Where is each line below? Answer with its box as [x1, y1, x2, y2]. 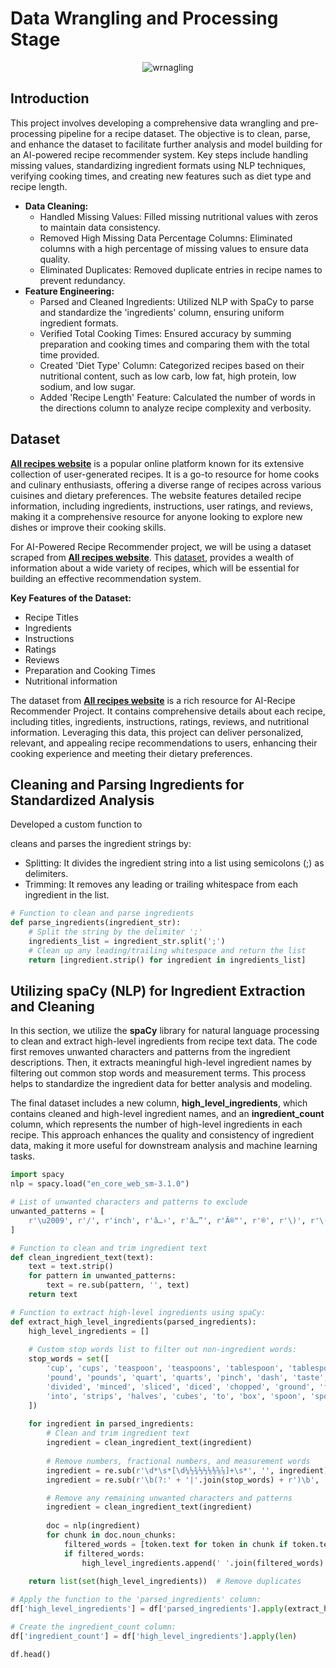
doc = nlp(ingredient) [46, 1521, 141, 1531]
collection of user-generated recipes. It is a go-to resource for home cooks [10, 468, 320, 480]
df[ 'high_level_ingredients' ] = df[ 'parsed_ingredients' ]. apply [10, 1604, 284, 1614]
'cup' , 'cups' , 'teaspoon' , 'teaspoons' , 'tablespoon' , [46, 1363, 284, 1374]
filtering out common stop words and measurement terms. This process [10, 1067, 307, 1079]
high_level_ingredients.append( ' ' [81, 1558, 230, 1568]
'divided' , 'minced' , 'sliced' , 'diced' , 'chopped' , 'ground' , [46, 1382, 315, 1392]
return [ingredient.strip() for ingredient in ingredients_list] [28, 955, 307, 965]
